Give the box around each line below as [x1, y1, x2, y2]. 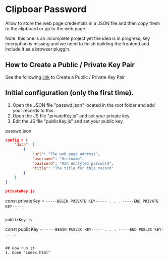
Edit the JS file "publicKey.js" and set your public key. [12, 118, 124, 124]
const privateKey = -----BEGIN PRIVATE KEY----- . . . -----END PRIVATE [5, 198, 159, 204]
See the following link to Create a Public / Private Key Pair [5, 74, 125, 80]
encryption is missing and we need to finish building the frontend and [5, 40, 150, 46]
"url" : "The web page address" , [32, 152, 100, 157]
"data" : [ [14, 142, 35, 147]
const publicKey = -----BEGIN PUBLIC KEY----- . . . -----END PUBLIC [5, 226, 153, 232]
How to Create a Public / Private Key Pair [5, 60, 135, 69]
